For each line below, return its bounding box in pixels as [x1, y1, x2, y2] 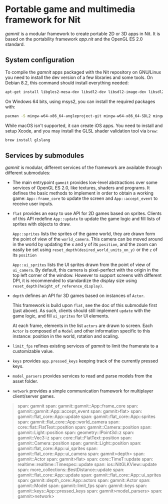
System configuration [5, 56, 74, 64]
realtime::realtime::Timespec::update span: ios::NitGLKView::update [17, 461, 157, 467]
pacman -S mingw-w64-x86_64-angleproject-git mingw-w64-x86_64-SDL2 [5, 113, 151, 118]
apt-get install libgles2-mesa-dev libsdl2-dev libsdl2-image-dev [5, 89, 146, 94]
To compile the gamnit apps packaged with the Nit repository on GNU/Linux [5, 69, 161, 75]
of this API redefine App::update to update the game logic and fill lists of [12, 216, 161, 222]
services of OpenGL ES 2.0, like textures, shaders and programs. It [12, 185, 150, 191]
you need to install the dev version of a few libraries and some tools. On [5, 74, 153, 80]
